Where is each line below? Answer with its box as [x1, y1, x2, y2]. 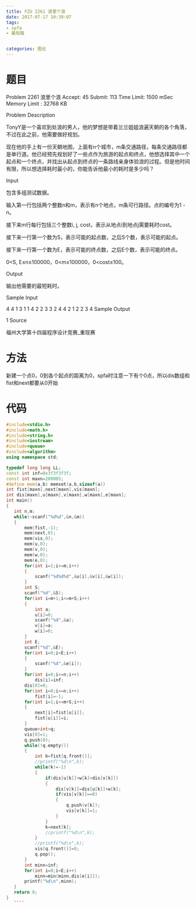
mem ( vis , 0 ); [24, 536, 54, 542]
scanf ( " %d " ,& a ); [34, 617, 75, 623]
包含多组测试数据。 [6, 189, 52, 196]
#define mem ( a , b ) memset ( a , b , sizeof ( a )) [6, 481, 106, 487]
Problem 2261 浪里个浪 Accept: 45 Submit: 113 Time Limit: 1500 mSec [6, 93, 173, 100]
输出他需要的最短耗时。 [6, 282, 62, 289]
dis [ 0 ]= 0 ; [24, 683, 48, 688]
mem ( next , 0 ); [24, 530, 57, 536]
